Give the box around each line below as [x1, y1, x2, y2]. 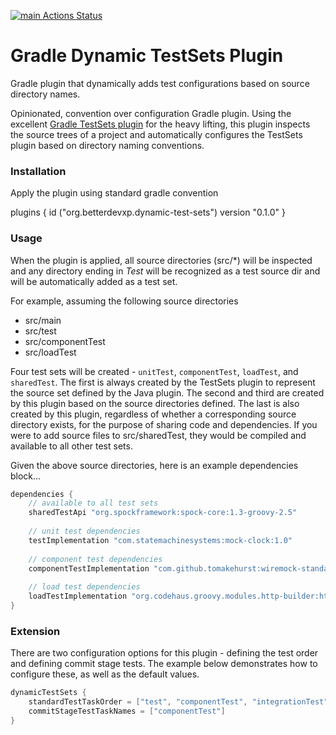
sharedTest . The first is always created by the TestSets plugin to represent [10, 376, 316, 388]
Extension [10, 624, 61, 638]
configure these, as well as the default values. [10, 668, 200, 680]
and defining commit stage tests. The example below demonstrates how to [10, 658, 318, 670]
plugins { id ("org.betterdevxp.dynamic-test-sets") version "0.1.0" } [10, 206, 286, 219]
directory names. [10, 88, 81, 100]
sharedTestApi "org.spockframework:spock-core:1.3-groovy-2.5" [28, 508, 298, 518]
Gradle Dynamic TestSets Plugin [10, 45, 284, 67]
